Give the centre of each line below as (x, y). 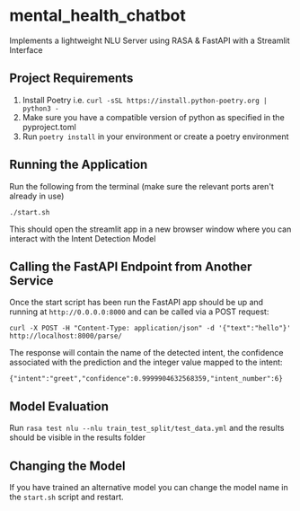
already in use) (37, 196)
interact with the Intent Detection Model (83, 238)
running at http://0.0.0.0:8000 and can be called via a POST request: (139, 312)
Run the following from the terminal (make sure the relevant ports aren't (141, 186)
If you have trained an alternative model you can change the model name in (149, 487)
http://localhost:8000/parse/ (66, 336)
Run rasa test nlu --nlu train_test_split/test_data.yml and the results (147, 428)
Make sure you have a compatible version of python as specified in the (153, 117)
